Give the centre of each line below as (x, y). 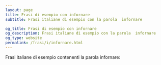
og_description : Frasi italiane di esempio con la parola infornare (81, 34)
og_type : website (24, 38)
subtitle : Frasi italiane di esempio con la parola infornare (74, 19)
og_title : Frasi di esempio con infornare (51, 28)
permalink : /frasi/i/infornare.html (44, 43)
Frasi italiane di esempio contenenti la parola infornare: (63, 57)
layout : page (19, 10)
